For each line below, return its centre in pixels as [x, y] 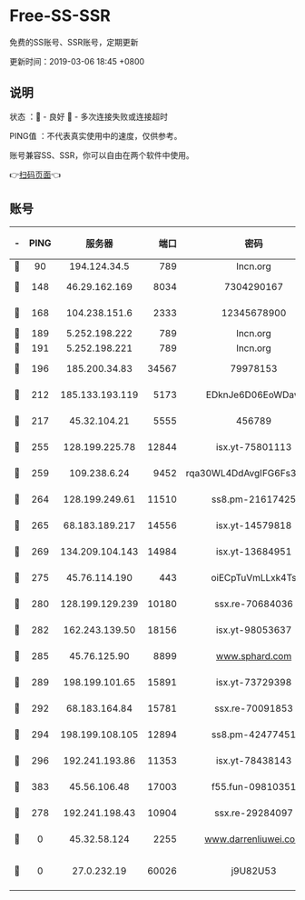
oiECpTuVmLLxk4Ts [254, 577]
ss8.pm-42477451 [254, 735]
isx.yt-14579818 [254, 525]
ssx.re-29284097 [254, 813]
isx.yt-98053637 [254, 630]
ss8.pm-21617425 [254, 499]
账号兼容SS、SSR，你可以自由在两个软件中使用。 [102, 155]
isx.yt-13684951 [254, 551]
